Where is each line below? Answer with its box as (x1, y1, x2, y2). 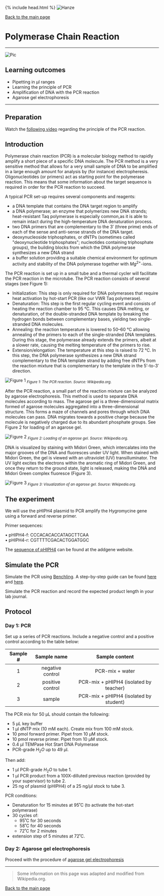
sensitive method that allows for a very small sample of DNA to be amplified (5, 163, 158, 169)
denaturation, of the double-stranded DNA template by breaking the (12, 311, 149, 317)
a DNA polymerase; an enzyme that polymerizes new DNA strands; (12, 208, 147, 214)
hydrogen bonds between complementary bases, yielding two (12, 316, 137, 322)
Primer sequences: (5, 522, 43, 529)
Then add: (5, 757, 26, 763)
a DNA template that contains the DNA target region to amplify (12, 203, 138, 209)
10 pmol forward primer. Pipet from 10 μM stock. (12, 731, 109, 737)
